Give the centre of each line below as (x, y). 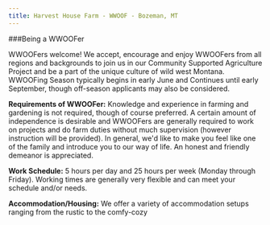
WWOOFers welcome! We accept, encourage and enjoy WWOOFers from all (135, 54)
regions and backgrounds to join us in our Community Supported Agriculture (135, 63)
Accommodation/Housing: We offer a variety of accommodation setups (129, 203)
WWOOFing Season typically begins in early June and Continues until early (134, 80)
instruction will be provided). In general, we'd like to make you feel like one (132, 138)
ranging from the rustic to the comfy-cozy (78, 212)
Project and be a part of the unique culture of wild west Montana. (116, 71)
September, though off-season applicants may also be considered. (119, 88)
